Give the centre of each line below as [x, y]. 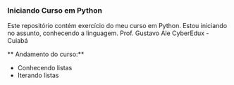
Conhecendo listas [45, 68]
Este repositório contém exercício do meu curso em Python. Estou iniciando [117, 26]
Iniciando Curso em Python [55, 11]
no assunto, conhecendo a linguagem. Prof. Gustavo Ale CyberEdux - [108, 33]
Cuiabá [18, 41]
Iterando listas [38, 75]
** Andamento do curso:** [46, 54]
